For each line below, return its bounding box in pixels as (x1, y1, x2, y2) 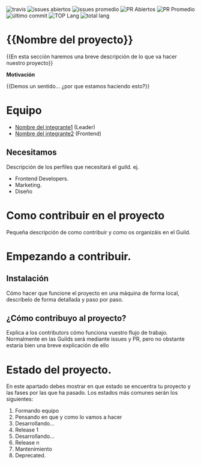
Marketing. (14, 181, 42, 189)
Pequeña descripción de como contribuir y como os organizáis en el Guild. (6, 228, 191, 236)
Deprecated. (14, 452, 46, 459)
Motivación (6, 71, 35, 78)
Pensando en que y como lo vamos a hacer (14, 413, 122, 421)
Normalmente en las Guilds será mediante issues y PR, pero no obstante (6, 335, 185, 342)
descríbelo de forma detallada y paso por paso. (6, 296, 124, 303)
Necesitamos (6, 147, 57, 157)
